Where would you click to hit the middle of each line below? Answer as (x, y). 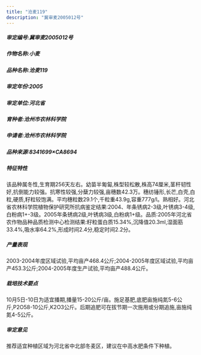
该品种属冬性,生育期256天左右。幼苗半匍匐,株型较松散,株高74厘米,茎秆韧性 (99, 184)
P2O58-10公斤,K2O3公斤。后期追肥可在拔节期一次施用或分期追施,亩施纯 (103, 307)
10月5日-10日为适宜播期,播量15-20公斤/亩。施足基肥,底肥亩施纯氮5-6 (92, 300)
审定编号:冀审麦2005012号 (40, 37)
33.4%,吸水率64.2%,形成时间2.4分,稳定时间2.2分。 (70, 230)
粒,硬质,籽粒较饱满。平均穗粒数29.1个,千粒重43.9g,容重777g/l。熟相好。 (95, 199)
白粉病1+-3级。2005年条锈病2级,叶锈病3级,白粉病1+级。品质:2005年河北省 (99, 215)
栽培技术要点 (22, 283)
